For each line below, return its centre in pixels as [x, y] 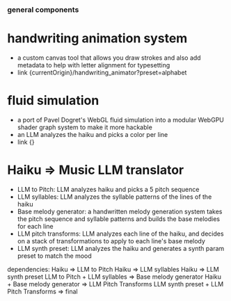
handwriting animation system [97, 39]
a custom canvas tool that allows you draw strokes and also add [109, 58]
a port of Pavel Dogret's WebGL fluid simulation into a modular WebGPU [120, 120]
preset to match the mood [54, 256]
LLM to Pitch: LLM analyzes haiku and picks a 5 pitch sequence [108, 189]
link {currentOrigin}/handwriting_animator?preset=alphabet [102, 72]
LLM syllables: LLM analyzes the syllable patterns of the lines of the [114, 197]
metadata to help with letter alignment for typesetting [94, 65]
